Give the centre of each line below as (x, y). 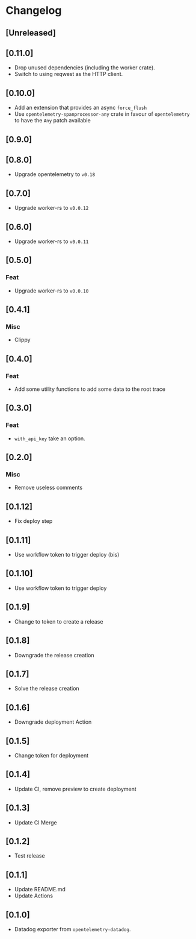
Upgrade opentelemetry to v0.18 (55, 174)
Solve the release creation (47, 689)
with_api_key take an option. (50, 438)
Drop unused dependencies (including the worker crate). (85, 68)
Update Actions (34, 896)
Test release (30, 856)
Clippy (22, 340)
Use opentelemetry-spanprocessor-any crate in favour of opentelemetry (102, 114)
